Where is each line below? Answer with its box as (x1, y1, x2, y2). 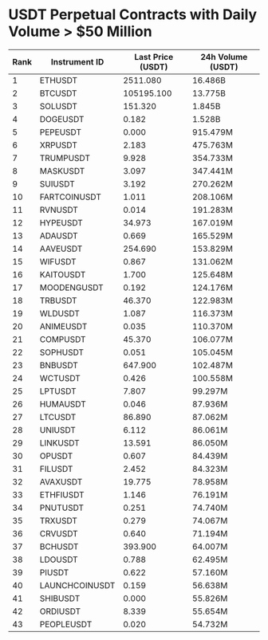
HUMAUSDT (39, 399, 86, 410)
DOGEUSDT (39, 113, 85, 124)
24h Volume (200, 51, 248, 62)
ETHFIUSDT (39, 489, 85, 500)
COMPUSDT (39, 333, 86, 344)
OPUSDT (39, 450, 73, 461)
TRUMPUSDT (39, 152, 90, 163)
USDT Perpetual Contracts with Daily (8, 6, 258, 24)
